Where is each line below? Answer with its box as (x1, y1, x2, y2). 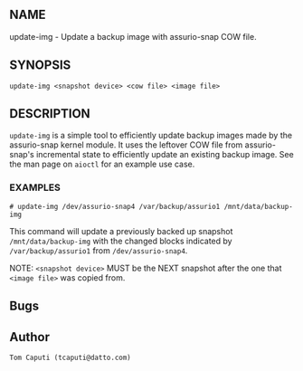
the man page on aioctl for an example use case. (9, 158, 195, 170)
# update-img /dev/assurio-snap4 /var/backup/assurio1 (9, 202, 221, 211)
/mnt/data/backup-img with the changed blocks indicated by (9, 235, 232, 246)
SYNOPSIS (9, 58, 71, 73)
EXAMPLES (9, 181, 61, 194)
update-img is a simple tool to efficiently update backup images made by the (9, 130, 292, 141)
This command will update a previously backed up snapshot (9, 225, 233, 236)
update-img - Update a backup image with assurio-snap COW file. (9, 31, 257, 42)
